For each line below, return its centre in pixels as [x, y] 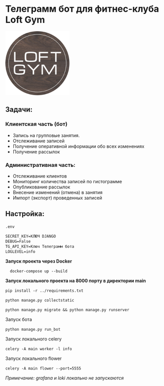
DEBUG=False [18, 241]
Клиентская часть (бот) [36, 124]
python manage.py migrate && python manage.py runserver [67, 310]
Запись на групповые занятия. [46, 135]
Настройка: [25, 214]
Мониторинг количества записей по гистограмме [67, 181]
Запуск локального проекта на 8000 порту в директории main [76, 281]
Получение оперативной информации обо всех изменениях [78, 146]
